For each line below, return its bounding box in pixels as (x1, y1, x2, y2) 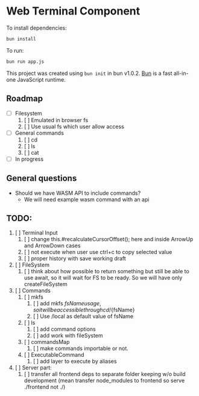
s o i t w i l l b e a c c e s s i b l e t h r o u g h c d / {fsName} (33, 307, 135, 314)
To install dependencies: (6, 24, 68, 31)
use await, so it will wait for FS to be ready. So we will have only (24, 274, 183, 282)
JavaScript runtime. (17, 76, 66, 83)
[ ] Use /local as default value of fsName (33, 313, 134, 320)
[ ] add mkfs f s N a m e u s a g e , (33, 300, 101, 307)
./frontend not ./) (24, 383, 66, 391)
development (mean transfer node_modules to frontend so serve (24, 377, 185, 385)
